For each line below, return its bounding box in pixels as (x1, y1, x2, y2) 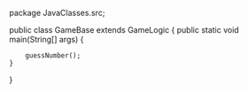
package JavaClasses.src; (9, 8, 105, 18)
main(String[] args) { (9, 35, 84, 44)
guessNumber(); (25, 51, 81, 60)
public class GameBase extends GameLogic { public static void (9, 25, 239, 35)
